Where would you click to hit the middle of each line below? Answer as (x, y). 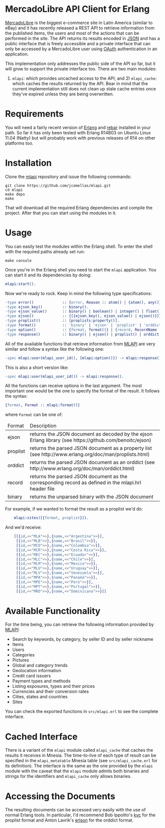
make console (18, 261)
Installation (28, 163)
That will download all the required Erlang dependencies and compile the (79, 207)
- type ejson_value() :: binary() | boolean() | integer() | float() (83, 311)
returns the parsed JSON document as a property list (91, 448)
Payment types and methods (41, 681)
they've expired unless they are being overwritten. (63, 94)
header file (42, 489)
